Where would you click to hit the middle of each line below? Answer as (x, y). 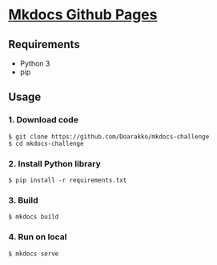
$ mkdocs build (34, 217)
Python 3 (35, 63)
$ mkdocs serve (34, 254)
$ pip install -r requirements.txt (68, 180)
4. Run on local (38, 237)
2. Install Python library (55, 163)
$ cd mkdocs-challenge (46, 143)
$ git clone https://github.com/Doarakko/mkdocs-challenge (109, 137)
